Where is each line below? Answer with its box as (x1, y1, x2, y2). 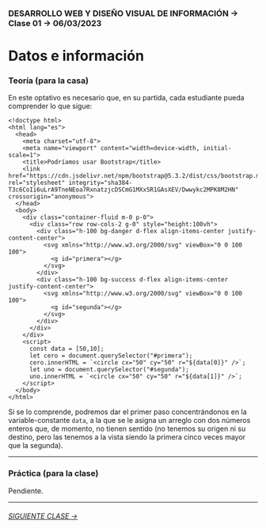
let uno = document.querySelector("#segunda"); (28, 366, 190, 374)
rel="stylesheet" (8, 179, 66, 187)
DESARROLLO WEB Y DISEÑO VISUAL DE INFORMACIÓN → (8, 8, 239, 19)
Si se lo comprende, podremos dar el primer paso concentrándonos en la (8, 407, 247, 417)
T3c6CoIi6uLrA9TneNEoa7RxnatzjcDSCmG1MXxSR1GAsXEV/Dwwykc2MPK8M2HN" (8, 186, 239, 194)
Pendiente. (8, 486, 44, 496)
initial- (203, 145, 232, 153)
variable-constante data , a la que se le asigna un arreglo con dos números (8, 416, 251, 425)
